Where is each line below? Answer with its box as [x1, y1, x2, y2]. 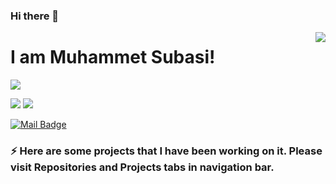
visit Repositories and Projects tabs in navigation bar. [10, 160, 275, 174]
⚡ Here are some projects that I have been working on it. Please [10, 144, 323, 158]
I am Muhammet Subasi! [10, 46, 216, 69]
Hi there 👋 [10, 9, 60, 23]
